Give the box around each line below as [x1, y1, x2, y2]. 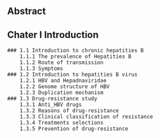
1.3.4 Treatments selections [19, 120, 104, 127]
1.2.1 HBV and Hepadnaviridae [19, 77, 107, 85]
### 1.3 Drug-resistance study [7, 96, 98, 103]
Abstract [7, 6, 46, 17]
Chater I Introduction [7, 29, 99, 41]
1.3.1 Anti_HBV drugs [19, 101, 82, 109]
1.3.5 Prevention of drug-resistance [19, 125, 129, 133]
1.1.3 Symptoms [19, 65, 64, 72]
